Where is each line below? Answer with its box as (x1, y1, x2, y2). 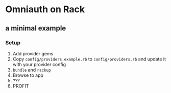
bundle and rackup (12, 67, 51, 73)
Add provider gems (12, 50, 54, 56)
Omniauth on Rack (5, 4, 85, 15)
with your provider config (12, 61, 66, 67)
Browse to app (12, 72, 43, 78)
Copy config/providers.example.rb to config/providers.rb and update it (12, 56, 166, 62)
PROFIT (12, 83, 29, 89)
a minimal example (5, 24, 66, 33)
